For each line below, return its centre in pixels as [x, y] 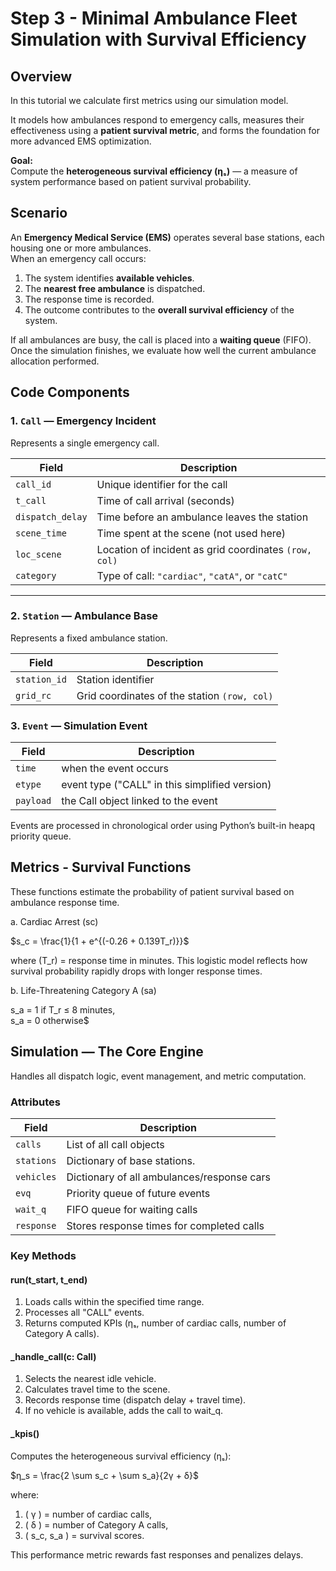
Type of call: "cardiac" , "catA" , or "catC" [192, 575]
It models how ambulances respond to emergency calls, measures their [157, 120]
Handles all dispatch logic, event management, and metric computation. [158, 1076]
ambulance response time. [65, 902]
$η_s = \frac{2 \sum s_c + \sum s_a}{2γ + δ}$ [104, 1475]
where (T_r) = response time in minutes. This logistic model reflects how [159, 960]
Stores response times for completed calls [165, 1226]
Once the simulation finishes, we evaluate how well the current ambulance [163, 350]
